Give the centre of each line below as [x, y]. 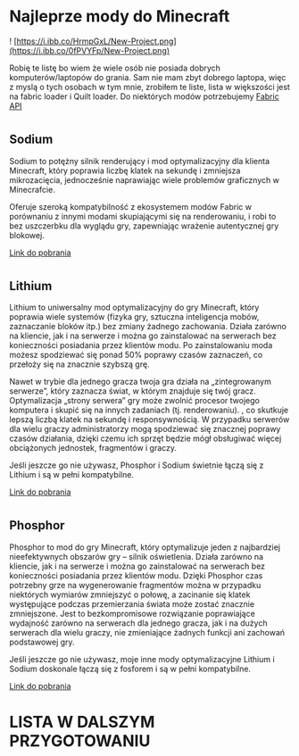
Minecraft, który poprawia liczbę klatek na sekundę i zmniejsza [125, 170]
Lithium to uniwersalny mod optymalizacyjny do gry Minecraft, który [134, 307]
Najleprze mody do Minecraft [120, 17]
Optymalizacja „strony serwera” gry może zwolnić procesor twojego [135, 401]
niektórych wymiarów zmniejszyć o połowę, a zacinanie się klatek [130, 594]
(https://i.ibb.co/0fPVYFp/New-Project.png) [90, 50]
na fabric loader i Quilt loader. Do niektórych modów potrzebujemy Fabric [144, 96]
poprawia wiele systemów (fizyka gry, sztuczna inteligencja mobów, [134, 317]
